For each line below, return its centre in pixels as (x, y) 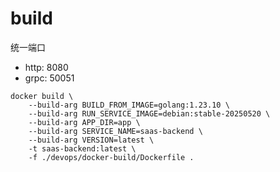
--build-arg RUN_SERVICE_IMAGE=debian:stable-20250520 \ (149, 113)
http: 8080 (46, 67)
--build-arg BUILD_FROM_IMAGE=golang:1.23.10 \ (129, 105)
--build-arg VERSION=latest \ (91, 140)
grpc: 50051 (49, 78)
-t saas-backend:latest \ (82, 148)
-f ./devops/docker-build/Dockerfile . (111, 157)
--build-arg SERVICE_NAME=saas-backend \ (115, 131)
